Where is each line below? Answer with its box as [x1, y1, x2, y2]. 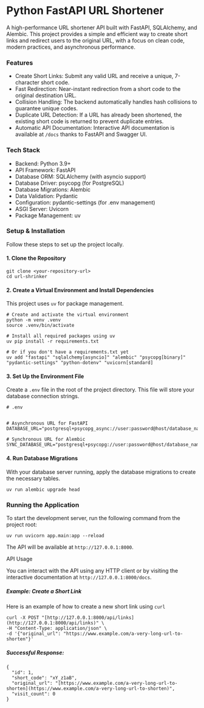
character [15, 79, 39, 86]
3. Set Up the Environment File [6, 373, 84, 380]
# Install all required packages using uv [6, 333, 115, 339]
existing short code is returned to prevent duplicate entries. [15, 118, 164, 125]
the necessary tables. [6, 474, 61, 482]
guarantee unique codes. [15, 105, 78, 112]
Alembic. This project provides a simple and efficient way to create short [6, 30, 188, 37]
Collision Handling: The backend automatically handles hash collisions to [15, 98, 197, 105]
